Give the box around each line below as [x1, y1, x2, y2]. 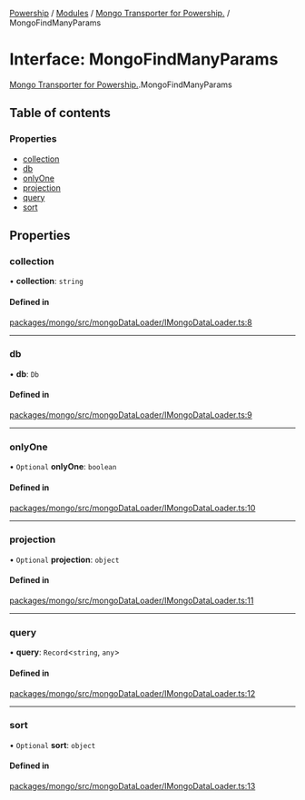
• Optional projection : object [9, 554, 120, 565]
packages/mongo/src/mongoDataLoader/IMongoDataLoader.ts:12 [9, 687, 256, 698]
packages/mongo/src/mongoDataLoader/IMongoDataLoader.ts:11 [9, 595, 254, 607]
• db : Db [9, 368, 39, 380]
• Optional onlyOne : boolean [9, 461, 117, 472]
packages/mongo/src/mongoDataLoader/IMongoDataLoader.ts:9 [9, 410, 252, 420]
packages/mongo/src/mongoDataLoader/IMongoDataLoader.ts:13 [9, 781, 256, 792]
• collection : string [9, 276, 84, 287]
